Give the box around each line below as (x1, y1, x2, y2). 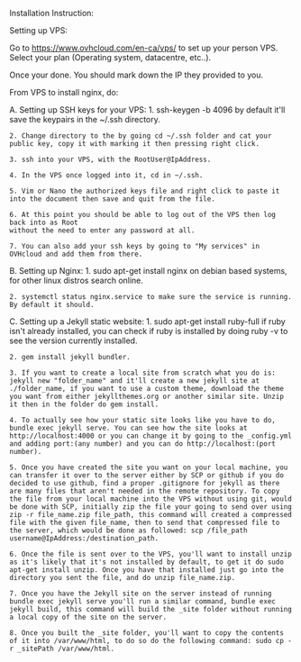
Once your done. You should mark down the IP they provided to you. (9, 69, 264, 80)
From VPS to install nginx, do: (9, 87, 119, 97)
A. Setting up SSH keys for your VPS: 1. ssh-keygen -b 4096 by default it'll (9, 104, 286, 115)
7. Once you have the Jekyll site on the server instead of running (9, 589, 272, 598)
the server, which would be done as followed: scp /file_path (9, 526, 248, 535)
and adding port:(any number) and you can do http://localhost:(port (9, 440, 277, 449)
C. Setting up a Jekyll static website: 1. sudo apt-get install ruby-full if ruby (9, 316, 286, 327)
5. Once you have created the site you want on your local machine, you (9, 463, 288, 472)
